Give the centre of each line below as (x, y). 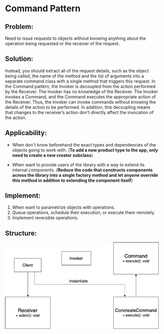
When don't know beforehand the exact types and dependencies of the (84, 144)
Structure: (21, 233)
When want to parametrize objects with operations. (64, 207)
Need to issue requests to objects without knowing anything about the (76, 38)
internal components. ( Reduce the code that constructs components (82, 170)
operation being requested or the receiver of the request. (62, 44)
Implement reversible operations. (45, 218)
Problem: (19, 27)
